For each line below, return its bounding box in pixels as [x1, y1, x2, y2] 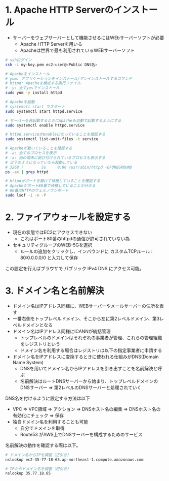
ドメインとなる [21, 322, 53, 328]
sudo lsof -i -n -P [5, 193, 47, 198]
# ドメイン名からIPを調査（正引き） [5, 452, 71, 457]
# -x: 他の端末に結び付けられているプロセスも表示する [5, 155, 106, 160]
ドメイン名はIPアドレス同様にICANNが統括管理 [12, 328, 111, 334]
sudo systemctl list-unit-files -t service [5, 137, 99, 142]
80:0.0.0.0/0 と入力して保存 [20, 254, 78, 261]
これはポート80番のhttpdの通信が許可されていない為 [20, 235, 130, 241]
